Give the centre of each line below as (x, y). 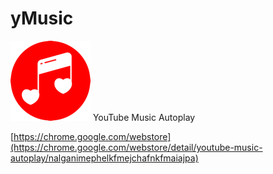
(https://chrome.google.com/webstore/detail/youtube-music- (136, 147)
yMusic (42, 18)
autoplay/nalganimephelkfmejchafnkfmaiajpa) (104, 158)
